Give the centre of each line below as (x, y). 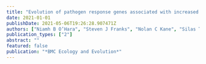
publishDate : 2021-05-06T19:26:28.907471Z (61, 23)
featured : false (27, 46)
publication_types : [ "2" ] (39, 35)
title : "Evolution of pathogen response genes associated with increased (103, 12)
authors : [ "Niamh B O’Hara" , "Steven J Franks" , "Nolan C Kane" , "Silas (101, 29)
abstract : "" (23, 40)
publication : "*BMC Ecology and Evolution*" (64, 52)
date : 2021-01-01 (29, 18)
